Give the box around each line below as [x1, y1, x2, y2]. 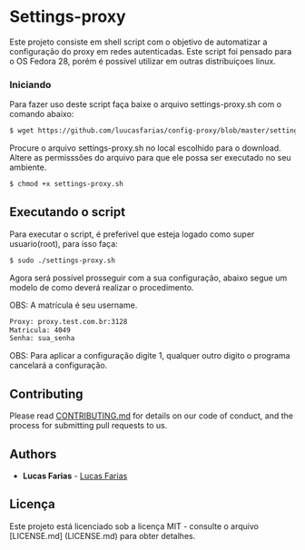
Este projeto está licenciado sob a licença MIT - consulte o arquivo [9, 520, 259, 532]
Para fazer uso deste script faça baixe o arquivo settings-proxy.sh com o [9, 99, 282, 110]
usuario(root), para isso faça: [9, 238, 118, 249]
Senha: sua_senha [9, 334, 75, 343]
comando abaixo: [9, 109, 74, 120]
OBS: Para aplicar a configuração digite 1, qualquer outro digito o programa [9, 350, 290, 361]
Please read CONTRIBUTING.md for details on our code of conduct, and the [9, 410, 293, 421]
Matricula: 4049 [9, 325, 71, 335]
